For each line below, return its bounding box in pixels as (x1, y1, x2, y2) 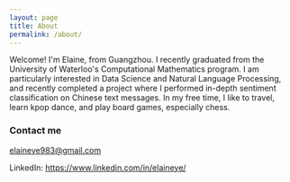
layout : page (9, 13, 59, 22)
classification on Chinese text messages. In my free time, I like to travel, (9, 92, 275, 103)
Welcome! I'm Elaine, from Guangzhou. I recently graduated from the (9, 55, 265, 65)
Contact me (9, 125, 62, 137)
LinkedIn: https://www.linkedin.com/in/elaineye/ (9, 162, 186, 173)
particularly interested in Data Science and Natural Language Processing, (9, 74, 282, 84)
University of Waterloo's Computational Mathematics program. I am (9, 64, 259, 74)
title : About (9, 22, 59, 30)
